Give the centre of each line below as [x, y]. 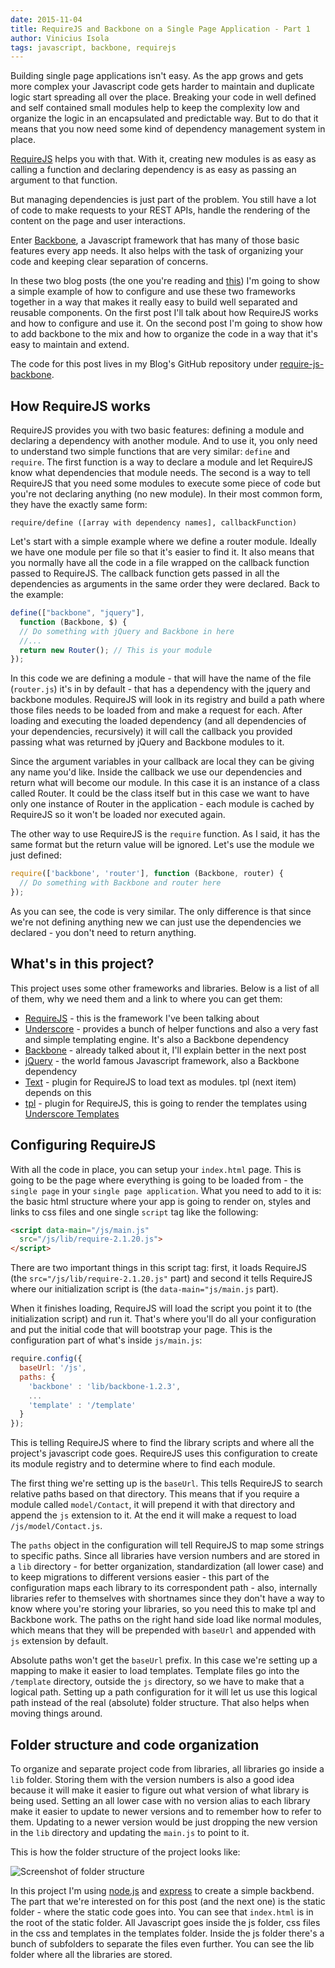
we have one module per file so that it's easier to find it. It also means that [162, 552]
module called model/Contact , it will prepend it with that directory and [153, 1505]
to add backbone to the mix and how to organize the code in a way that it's [164, 334]
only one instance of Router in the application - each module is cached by [162, 804]
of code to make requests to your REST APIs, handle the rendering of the [160, 210]
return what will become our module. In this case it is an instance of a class [165, 783]
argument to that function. [64, 180]
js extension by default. [59, 1641]
